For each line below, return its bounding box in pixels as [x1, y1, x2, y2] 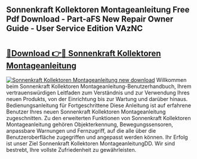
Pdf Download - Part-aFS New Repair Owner [6, 14, 174, 25]
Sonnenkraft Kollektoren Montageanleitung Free [6, 5, 190, 15]
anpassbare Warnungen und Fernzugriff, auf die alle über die [6, 127, 156, 134]
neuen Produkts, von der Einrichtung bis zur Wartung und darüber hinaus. [6, 96, 188, 102]
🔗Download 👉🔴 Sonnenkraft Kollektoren [6, 48, 161, 59]
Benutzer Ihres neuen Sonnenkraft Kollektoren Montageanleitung [6, 108, 166, 115]
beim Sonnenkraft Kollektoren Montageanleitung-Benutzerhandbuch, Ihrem [6, 83, 192, 90]
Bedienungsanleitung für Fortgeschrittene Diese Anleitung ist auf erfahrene [6, 102, 192, 109]
